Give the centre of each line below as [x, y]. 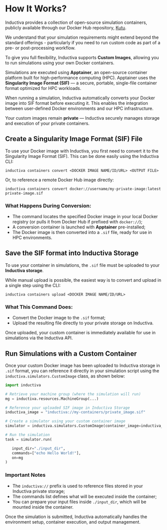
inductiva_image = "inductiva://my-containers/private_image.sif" [75, 412]
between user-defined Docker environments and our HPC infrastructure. [80, 108]
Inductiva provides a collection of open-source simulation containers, [76, 22]
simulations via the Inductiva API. [39, 338]
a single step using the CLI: [33, 285]
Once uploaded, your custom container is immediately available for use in [80, 333]
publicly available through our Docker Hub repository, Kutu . [66, 27]
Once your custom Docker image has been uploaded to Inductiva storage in [83, 365]
